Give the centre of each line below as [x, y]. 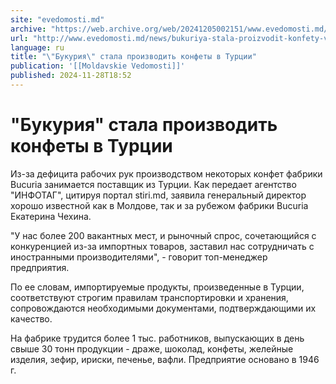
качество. [31, 318]
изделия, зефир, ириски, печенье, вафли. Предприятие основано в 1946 [165, 359]
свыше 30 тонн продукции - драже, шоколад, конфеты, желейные [152, 348]
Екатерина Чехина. [51, 216]
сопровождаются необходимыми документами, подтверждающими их [163, 308]
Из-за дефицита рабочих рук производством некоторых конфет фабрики [166, 173]
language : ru [37, 47]
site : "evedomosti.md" [57, 19]
